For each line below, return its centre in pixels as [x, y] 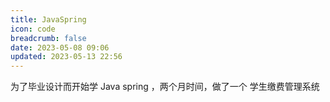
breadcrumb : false [48, 38]
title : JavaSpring [48, 19]
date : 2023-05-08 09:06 [60, 47]
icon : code [33, 29]
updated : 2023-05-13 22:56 [66, 57]
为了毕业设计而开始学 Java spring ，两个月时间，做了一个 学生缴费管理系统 [165, 87]
